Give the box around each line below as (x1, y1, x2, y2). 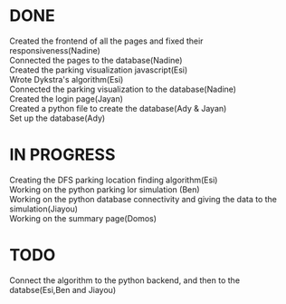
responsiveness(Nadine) (9, 44, 101, 55)
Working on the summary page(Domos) (9, 212, 157, 223)
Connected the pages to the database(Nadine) (9, 54, 183, 65)
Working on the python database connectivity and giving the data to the (9, 193, 278, 204)
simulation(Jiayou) (9, 203, 79, 214)
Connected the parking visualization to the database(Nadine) (9, 83, 237, 94)
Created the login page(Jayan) (9, 93, 124, 104)
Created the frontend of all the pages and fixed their (9, 35, 204, 46)
